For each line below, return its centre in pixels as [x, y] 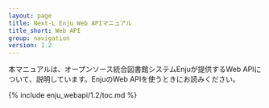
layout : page [30, 16]
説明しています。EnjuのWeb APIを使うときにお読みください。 [138, 79]
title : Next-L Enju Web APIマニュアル [70, 23]
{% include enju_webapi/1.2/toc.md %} [73, 95]
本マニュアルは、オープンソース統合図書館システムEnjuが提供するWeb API [132, 70]
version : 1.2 [30, 46]
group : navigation [39, 38]
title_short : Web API [45, 30]
